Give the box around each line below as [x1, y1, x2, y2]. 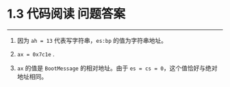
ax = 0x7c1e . [16, 50, 55, 58]
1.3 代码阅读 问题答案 [7, 6, 126, 22]
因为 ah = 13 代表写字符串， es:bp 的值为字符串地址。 [16, 36, 168, 44]
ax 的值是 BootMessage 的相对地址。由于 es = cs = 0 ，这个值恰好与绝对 [16, 64, 218, 72]
